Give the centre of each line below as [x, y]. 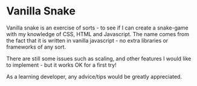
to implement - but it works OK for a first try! [61, 65]
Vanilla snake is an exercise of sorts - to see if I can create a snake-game [97, 28]
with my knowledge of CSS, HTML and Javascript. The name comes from [98, 34]
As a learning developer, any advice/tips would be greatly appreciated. [94, 76]
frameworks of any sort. [36, 47]
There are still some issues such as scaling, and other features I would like [99, 58]
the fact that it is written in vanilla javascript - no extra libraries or [87, 40]
